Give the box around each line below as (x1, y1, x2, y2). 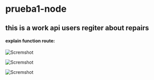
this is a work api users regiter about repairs (5, 24, 149, 32)
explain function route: (5, 38, 55, 44)
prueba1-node (5, 3, 67, 15)
